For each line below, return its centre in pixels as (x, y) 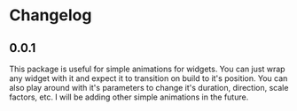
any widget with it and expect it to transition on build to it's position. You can (148, 78)
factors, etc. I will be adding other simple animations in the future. (129, 97)
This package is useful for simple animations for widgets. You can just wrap (147, 69)
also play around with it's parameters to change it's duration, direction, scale (149, 88)
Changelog (51, 15)
